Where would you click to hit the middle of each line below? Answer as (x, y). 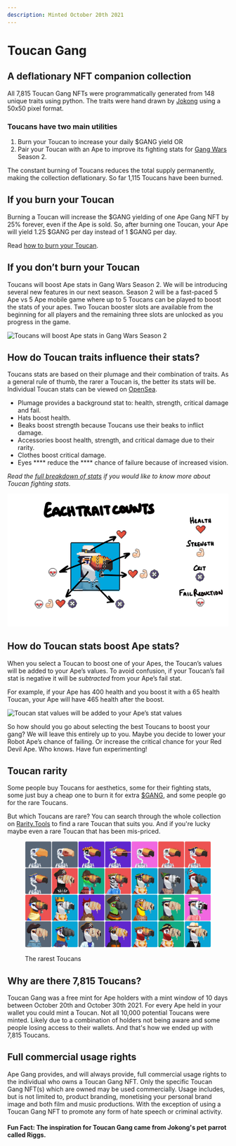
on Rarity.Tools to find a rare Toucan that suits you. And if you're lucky (109, 824)
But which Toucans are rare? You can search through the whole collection (114, 816)
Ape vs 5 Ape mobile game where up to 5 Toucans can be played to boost (114, 300)
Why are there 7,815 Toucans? (74, 981)
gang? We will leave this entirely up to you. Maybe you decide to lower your (117, 734)
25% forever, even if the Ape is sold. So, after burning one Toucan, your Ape (118, 224)
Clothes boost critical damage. (62, 455)
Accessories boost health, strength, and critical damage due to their (116, 440)
